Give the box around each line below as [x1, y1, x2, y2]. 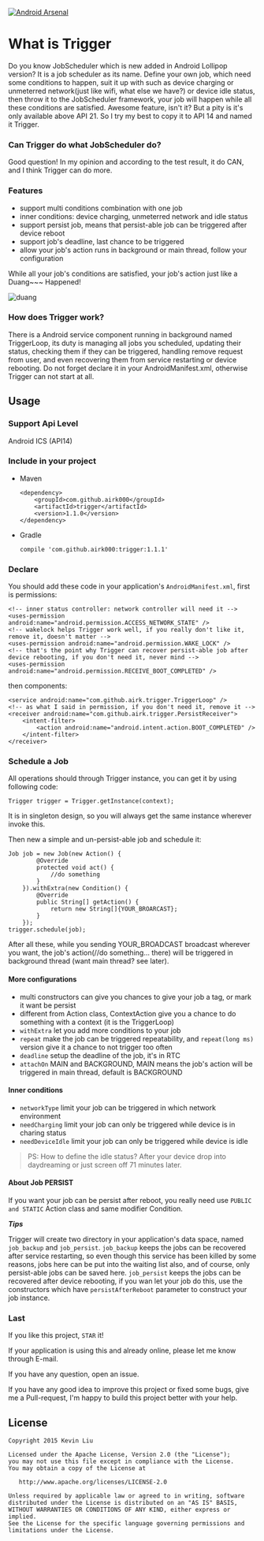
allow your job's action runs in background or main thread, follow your [19, 245, 247, 254]
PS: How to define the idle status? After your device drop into [27, 1151, 227, 1161]
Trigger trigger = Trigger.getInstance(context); [8, 797, 175, 805]
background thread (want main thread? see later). [8, 956, 169, 966]
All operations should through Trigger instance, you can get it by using [8, 774, 237, 783]
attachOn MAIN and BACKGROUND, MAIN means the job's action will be [19, 1059, 254, 1068]
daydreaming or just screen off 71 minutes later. [27, 1160, 183, 1169]
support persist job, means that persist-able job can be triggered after [19, 220, 247, 229]
